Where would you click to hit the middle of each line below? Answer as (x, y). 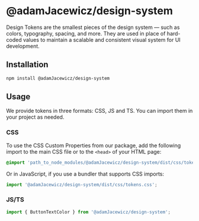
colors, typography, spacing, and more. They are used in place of (86, 33)
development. (23, 46)
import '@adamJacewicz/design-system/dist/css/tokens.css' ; (82, 184)
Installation (27, 65)
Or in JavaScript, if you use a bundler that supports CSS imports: (85, 174)
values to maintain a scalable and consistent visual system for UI (102, 40)
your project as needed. (35, 117)
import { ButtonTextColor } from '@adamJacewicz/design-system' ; (88, 212)
